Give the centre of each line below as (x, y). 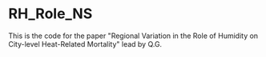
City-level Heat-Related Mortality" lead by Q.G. (85, 44)
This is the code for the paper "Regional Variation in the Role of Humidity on (133, 36)
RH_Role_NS (50, 14)
